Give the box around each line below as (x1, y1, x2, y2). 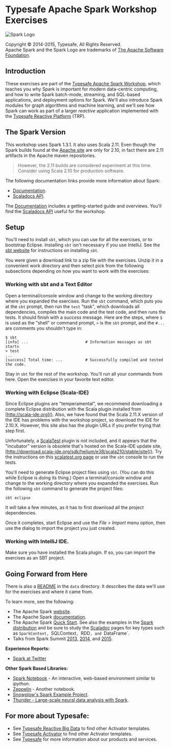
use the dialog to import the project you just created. (5, 525, 116, 531)
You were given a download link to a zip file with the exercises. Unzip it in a (5, 257, 163, 264)
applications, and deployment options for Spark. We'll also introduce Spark (5, 97, 163, 103)
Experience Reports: (5, 645, 50, 652)
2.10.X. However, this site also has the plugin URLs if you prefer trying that (5, 422, 161, 428)
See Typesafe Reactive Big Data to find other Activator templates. (12, 725, 151, 731)
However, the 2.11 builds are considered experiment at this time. (17, 162, 152, 168)
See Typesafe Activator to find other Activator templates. (12, 731, 133, 737)
